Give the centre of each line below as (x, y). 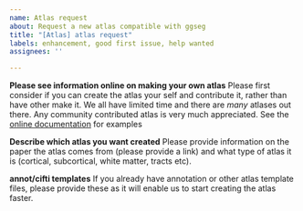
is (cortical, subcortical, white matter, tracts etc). (100, 161)
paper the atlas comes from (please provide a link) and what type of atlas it (151, 152)
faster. (21, 198)
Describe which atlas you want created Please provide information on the (150, 142)
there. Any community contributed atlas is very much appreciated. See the (149, 115)
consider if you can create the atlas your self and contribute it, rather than (148, 95)
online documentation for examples (76, 125)
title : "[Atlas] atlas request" (71, 35)
